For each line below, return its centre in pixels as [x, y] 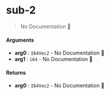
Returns [16, 72]
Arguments [20, 40]
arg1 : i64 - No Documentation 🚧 [54, 59]
